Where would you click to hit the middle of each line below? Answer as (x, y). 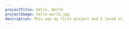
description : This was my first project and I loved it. (65, 19)
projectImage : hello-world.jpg (37, 14)
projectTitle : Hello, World (34, 10)
